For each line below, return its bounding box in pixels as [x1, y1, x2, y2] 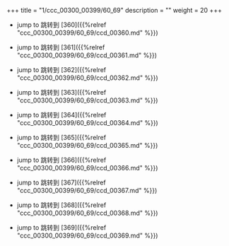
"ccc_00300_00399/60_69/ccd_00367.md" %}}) [16, 187, 158, 194]
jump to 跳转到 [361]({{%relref [16, 43, 105, 52]
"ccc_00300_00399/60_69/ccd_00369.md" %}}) [16, 231, 158, 240]
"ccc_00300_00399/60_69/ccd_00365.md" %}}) [16, 141, 158, 149]
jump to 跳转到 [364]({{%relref [16, 111, 107, 119]
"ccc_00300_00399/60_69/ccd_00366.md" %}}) [16, 164, 158, 172]
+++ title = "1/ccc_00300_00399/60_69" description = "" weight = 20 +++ [6, 6, 222, 14]
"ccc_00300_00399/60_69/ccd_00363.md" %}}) [16, 96, 158, 105]
